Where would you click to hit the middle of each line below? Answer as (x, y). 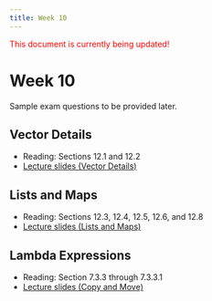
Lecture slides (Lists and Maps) (82, 227)
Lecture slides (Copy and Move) (83, 287)
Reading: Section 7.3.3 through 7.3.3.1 (92, 277)
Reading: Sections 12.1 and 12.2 (81, 157)
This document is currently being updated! (90, 44)
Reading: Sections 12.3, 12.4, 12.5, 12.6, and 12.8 (113, 217)
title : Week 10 (38, 18)
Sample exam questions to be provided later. (94, 106)
